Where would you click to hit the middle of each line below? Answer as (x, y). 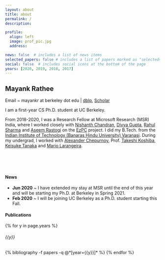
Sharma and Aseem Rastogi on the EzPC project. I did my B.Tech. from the (80, 130)
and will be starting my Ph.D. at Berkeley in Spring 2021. (69, 193)
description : (18, 23)
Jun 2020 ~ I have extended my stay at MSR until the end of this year (82, 188)
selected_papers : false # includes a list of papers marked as (71, 60)
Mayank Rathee (29, 88)
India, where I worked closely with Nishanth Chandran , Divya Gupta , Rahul (80, 125)
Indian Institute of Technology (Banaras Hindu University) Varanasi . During (80, 135)
